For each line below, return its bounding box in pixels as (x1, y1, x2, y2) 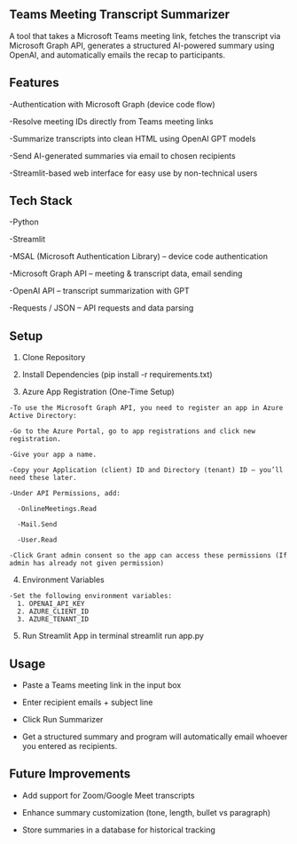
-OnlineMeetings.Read (17, 505, 98, 514)
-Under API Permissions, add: (9, 489, 121, 498)
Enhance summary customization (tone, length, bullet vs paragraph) (21, 807, 271, 817)
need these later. (9, 474, 77, 483)
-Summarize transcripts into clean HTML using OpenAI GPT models (9, 133, 256, 144)
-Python (9, 217, 39, 227)
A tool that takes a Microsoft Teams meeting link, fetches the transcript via (9, 30, 281, 41)
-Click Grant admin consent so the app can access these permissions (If (9, 551, 288, 560)
